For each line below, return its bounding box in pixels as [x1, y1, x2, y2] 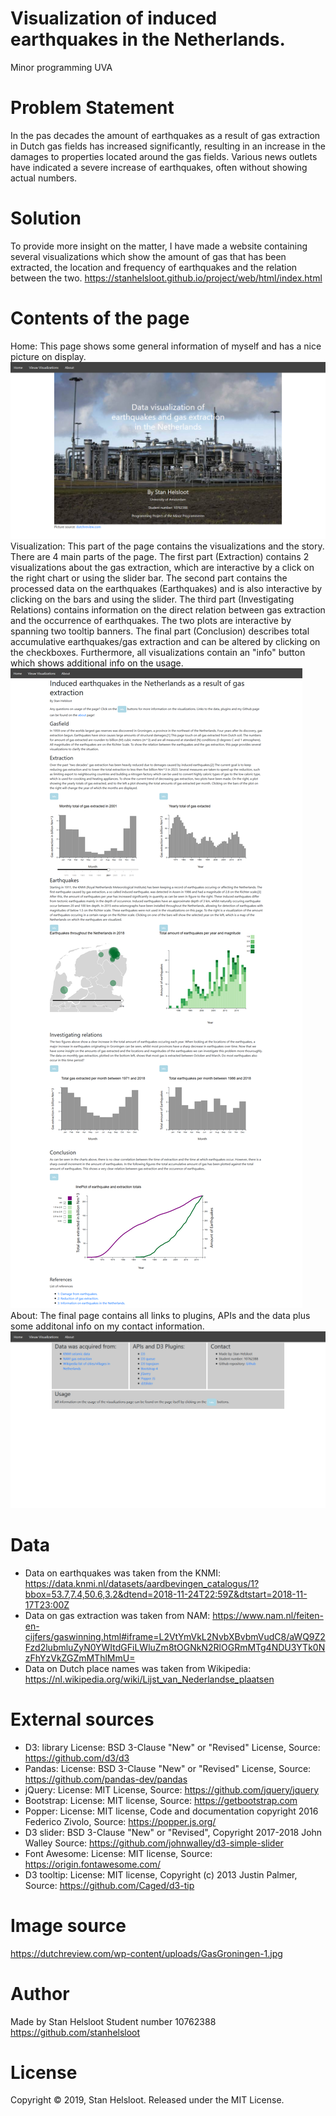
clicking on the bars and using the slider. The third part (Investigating [10, 593, 295, 605]
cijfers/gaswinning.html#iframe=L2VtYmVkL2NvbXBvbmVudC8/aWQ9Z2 [24, 1630, 326, 1642]
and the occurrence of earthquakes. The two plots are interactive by [10, 614, 292, 626]
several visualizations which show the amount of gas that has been [10, 250, 287, 262]
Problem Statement [10, 97, 175, 119]
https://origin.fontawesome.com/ [24, 1858, 162, 1870]
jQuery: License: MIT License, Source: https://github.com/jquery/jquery [24, 1783, 320, 1796]
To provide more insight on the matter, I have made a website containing [10, 240, 308, 252]
